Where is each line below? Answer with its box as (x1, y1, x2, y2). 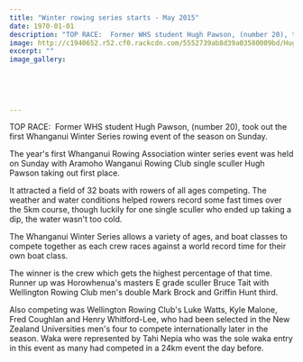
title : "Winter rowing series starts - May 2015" (9, 13, 200, 23)
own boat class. (9, 250, 69, 261)
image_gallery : (9, 55, 67, 64)
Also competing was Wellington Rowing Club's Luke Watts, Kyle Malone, (9, 304, 278, 315)
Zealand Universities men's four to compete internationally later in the (9, 323, 269, 334)
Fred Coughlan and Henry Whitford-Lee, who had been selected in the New (9, 314, 290, 325)
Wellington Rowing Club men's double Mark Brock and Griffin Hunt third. (9, 287, 279, 298)
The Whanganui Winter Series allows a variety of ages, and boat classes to (9, 231, 289, 242)
